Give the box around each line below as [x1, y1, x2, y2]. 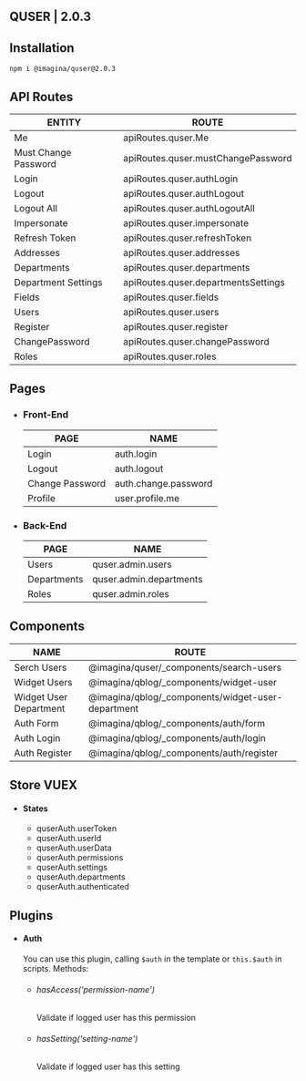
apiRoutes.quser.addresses [122, 247, 240, 260]
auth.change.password [114, 477, 213, 489]
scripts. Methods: [22, 963, 89, 973]
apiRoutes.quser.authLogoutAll [122, 202, 255, 215]
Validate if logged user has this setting [36, 1061, 180, 1072]
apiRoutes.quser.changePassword [122, 335, 270, 348]
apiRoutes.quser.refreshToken [122, 232, 252, 244]
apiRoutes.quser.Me [122, 131, 209, 144]
